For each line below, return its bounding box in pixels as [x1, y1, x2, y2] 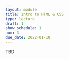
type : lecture [5, 16, 35, 21]
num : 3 [5, 30, 19, 35]
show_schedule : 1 [5, 26, 42, 31]
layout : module [5, 7, 37, 12]
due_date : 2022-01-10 [5, 35, 51, 40]
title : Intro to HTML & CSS [5, 12, 64, 17]
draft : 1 [5, 21, 24, 26]
